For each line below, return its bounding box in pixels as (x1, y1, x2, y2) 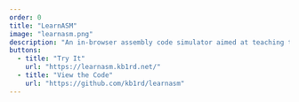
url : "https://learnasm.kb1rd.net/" (25, 63, 162, 72)
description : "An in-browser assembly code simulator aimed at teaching (9, 37, 285, 47)
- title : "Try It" (17, 54, 86, 63)
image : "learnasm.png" (9, 29, 93, 38)
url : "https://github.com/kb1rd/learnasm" (25, 79, 185, 88)
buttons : (9, 46, 42, 55)
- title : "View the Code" (17, 71, 114, 80)
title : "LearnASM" (9, 21, 77, 30)
